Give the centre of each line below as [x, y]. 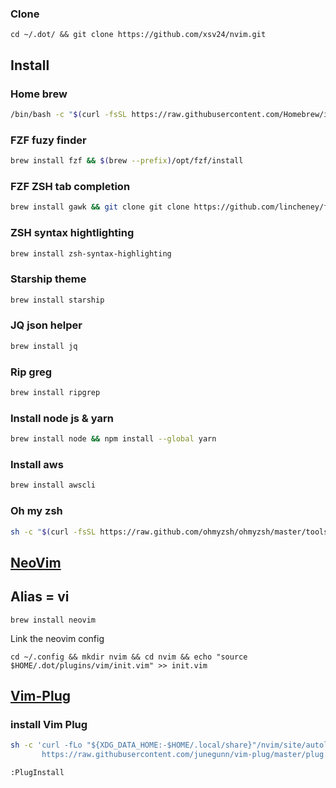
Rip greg [31, 372]
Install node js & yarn [62, 418]
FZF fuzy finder [48, 140]
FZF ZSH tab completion [70, 186]
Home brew [39, 94]
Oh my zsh [36, 511]
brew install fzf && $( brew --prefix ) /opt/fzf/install [127, 161]
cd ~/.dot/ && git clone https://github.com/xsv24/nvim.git [138, 35]
